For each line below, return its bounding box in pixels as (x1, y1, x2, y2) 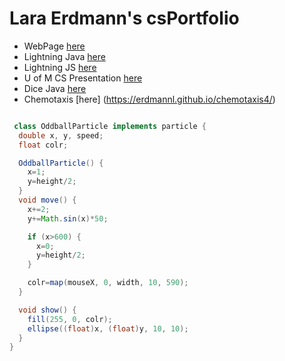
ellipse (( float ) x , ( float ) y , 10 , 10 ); (27, 323, 189, 334)
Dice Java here (23, 82, 87, 94)
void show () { (18, 305, 77, 315)
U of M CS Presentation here (23, 72, 143, 84)
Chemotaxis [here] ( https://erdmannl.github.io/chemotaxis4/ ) (23, 93, 276, 105)
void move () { (18, 195, 77, 206)
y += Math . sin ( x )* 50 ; (27, 213, 109, 224)
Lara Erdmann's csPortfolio (9, 7, 240, 30)
